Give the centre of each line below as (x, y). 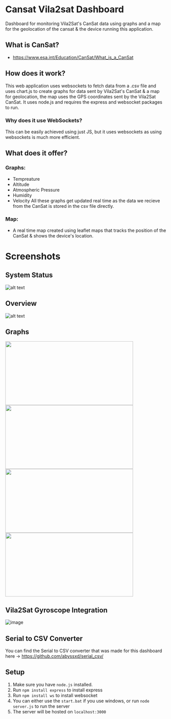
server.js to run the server (41, 706)
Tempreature (26, 179)
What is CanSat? (32, 45)
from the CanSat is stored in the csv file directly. (63, 206)
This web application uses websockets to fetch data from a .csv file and (81, 86)
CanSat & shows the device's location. (53, 235)
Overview (21, 304)
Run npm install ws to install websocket (55, 695)
